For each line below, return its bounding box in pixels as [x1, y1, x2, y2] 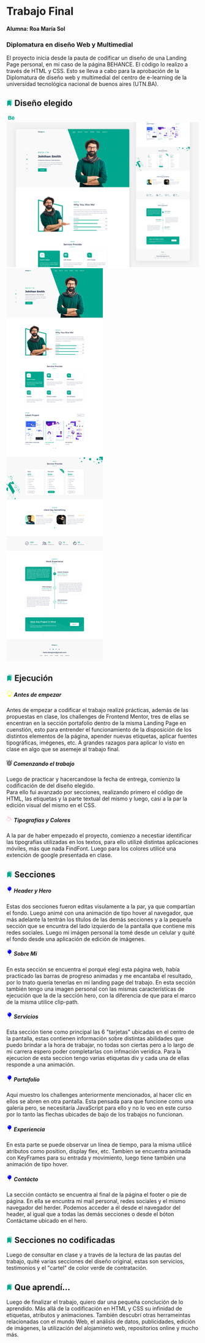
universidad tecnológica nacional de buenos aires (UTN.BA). [6, 80, 159, 88]
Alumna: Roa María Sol [6, 25, 65, 32]
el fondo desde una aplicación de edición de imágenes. [6, 935, 146, 943]
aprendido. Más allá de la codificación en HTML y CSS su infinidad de [6, 1305, 182, 1312]
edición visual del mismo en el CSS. [6, 802, 97, 809]
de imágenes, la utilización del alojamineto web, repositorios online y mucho [6, 1325, 199, 1332]
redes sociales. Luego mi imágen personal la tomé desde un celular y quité [6, 929, 195, 936]
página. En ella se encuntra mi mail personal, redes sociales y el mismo [6, 1198, 186, 1205]
